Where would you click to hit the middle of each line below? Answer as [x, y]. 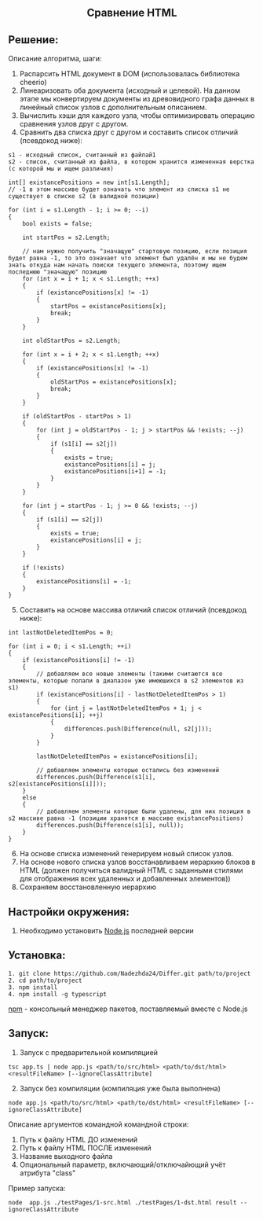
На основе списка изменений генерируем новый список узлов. [126, 854]
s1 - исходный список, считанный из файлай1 [82, 155]
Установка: [37, 956]
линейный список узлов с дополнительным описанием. [113, 107]
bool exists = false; [57, 224]
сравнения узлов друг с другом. [74, 124]
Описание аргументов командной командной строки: [99, 1124]
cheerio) [33, 83]
